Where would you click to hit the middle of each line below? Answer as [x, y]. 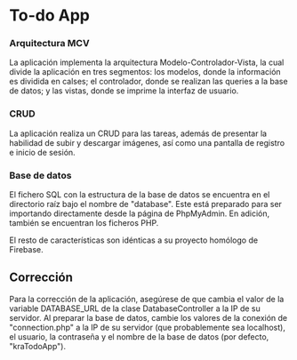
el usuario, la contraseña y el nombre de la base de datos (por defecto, [139, 336]
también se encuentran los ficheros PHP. [84, 223]
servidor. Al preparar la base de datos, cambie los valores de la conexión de [148, 317]
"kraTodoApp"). [38, 346]
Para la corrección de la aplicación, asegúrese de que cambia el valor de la [147, 299]
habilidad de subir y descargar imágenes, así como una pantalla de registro [147, 142]
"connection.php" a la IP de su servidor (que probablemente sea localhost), [148, 327]
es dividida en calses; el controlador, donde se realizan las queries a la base [148, 82]
